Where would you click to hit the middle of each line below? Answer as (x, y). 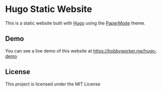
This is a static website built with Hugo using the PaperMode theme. (75, 23)
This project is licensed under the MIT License (53, 84)
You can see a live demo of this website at (49, 50)
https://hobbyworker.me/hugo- (125, 50)
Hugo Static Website (49, 9)
